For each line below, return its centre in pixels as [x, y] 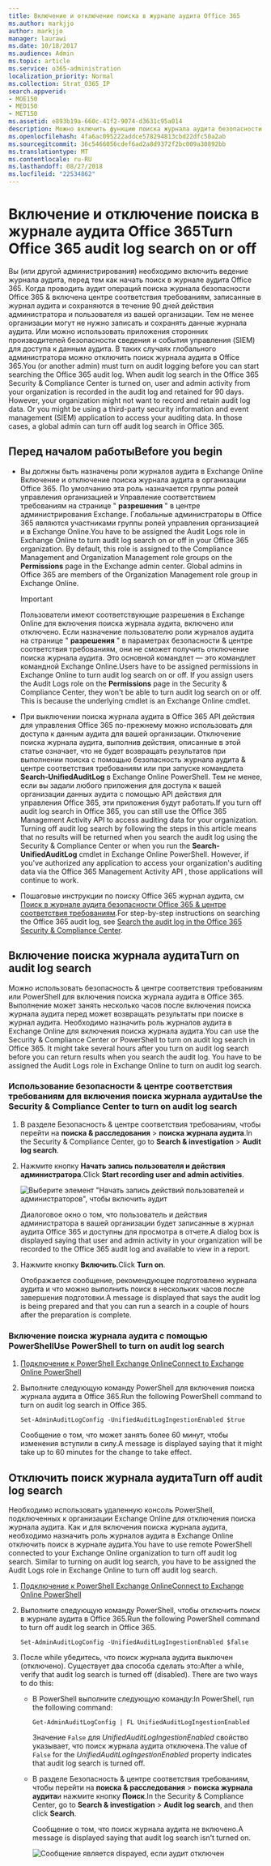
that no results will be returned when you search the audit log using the [139, 837]
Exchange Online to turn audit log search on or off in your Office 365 [134, 540]
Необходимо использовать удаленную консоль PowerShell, [112, 1509]
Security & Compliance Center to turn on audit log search [123, 1106]
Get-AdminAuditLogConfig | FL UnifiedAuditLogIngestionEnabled [141, 1722]
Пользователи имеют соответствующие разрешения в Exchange [132, 614]
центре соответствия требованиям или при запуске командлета [132, 768]
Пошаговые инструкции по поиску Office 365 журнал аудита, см [132, 896]
